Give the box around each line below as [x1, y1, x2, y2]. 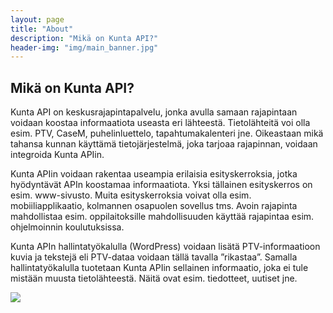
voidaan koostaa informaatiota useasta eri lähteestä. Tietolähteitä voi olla [10, 117, 311, 129]
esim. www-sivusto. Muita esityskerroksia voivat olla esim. [10, 189, 252, 201]
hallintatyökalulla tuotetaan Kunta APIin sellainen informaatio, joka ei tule [10, 262, 309, 274]
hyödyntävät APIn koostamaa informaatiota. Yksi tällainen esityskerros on [10, 179, 313, 191]
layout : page [10, 14, 65, 25]
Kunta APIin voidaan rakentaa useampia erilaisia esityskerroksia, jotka [10, 168, 298, 180]
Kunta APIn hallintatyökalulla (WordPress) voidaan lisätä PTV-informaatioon [10, 241, 321, 253]
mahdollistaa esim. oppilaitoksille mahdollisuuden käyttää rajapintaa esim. [10, 211, 315, 223]
